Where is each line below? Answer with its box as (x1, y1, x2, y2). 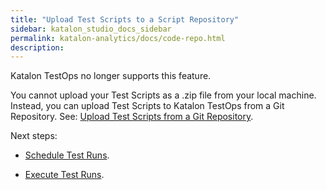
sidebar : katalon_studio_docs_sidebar (10, 24, 172, 34)
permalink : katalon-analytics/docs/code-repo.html (10, 33, 226, 43)
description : (10, 42, 65, 53)
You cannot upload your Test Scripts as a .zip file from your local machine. (10, 89, 317, 101)
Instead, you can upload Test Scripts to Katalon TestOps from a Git (10, 100, 285, 112)
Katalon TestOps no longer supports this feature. (10, 70, 212, 82)
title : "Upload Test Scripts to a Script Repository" (10, 14, 240, 25)
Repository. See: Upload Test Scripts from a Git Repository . (10, 111, 254, 123)
